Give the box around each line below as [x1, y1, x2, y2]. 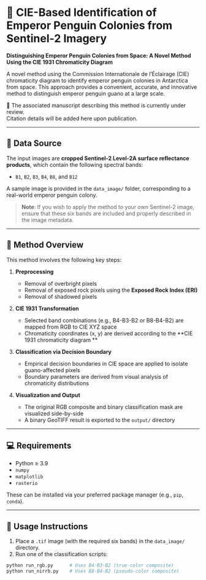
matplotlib [15, 474, 44, 480]
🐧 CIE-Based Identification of [6, 6, 157, 20]
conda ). [6, 498, 24, 505]
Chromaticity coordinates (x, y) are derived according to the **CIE [24, 329, 193, 337]
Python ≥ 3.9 [15, 460, 48, 467]
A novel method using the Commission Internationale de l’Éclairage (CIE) [6, 70, 189, 77]
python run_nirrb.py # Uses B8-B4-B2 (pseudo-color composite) [6, 568, 180, 574]
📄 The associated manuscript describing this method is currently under [6, 101, 186, 109]
